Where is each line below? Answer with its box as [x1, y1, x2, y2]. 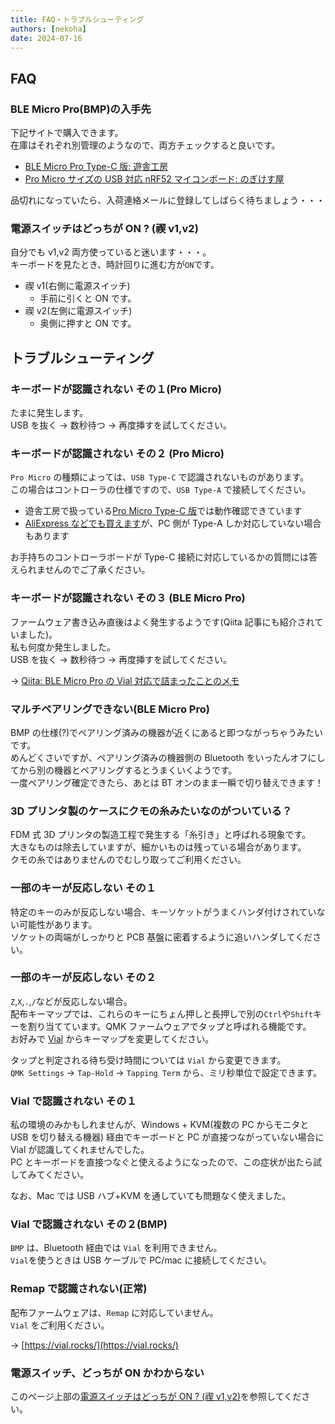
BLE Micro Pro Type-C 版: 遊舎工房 [24, 161, 169, 173]
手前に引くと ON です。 [39, 292, 137, 305]
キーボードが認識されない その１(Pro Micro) [10, 382, 222, 396]
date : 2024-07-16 [10, 33, 83, 43]
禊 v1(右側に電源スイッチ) [24, 280, 131, 292]
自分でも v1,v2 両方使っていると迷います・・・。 [10, 246, 212, 258]
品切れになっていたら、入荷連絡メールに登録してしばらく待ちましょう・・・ [10, 194, 325, 206]
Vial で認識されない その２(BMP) [10, 1217, 168, 1231]
